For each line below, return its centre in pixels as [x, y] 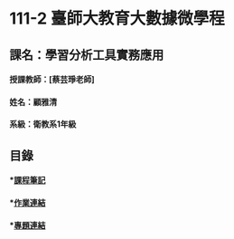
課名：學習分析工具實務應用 [87, 55]
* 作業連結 [28, 202]
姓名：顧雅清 [33, 101]
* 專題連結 [28, 225]
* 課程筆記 [28, 180]
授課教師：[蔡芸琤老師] [52, 80]
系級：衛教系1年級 [43, 124]
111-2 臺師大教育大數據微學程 [117, 19]
